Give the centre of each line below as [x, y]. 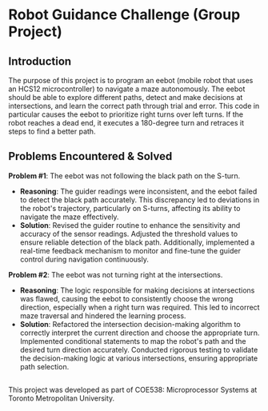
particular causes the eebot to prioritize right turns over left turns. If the [126, 114]
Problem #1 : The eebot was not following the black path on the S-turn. [124, 176]
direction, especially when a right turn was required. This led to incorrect [140, 307]
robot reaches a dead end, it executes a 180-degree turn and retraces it [126, 123]
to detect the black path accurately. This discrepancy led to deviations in [140, 200]
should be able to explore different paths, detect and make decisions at [126, 97]
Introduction [40, 61]
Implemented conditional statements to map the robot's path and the [133, 341]
